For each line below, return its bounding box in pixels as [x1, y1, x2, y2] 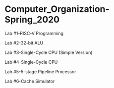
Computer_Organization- [4, 3, 110, 15]
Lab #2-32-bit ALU [4, 40, 44, 45]
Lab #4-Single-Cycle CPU [4, 59, 58, 65]
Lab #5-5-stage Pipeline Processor [4, 68, 76, 75]
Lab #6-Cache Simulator [4, 78, 55, 84]
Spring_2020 [4, 14, 60, 25]
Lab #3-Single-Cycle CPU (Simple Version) [4, 49, 93, 55]
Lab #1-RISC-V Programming [4, 30, 64, 36]
